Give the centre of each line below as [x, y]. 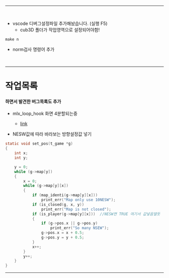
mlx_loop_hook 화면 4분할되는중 [45, 114]
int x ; [21, 153]
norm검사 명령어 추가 [33, 49]
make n [12, 39]
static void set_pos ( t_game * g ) [39, 144]
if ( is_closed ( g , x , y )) [58, 204]
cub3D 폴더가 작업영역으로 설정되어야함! [60, 30]
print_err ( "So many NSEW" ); [79, 228]
